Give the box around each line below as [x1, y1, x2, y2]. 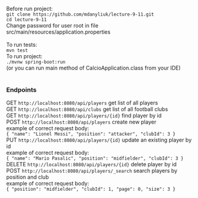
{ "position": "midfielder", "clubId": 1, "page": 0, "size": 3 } [6, 186, 176, 193]
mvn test [6, 47, 28, 53]
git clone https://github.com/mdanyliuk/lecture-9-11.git [6, 11, 154, 17]
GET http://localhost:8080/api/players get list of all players [6, 99, 158, 107]
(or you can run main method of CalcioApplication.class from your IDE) [6, 64, 181, 71]
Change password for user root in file [6, 22, 99, 29]
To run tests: [6, 41, 37, 48]
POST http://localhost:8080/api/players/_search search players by [6, 167, 178, 175]
